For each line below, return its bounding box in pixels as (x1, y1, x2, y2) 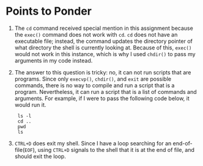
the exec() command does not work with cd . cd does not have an (14, 31, 178, 38)
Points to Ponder (6, 4, 92, 18)
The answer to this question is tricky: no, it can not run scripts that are (14, 68, 191, 76)
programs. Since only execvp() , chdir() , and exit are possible (14, 75, 172, 82)
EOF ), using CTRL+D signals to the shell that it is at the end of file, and (24, 146, 195, 153)
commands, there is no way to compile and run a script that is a (14, 81, 175, 89)
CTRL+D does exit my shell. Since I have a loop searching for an (14, 139, 172, 147)
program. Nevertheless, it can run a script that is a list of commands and (14, 88, 197, 95)
